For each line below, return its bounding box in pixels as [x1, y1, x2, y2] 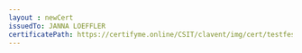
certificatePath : [8, 30, 74, 39]
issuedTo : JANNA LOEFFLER [8, 22, 105, 31]
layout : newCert [8, 13, 74, 22]
